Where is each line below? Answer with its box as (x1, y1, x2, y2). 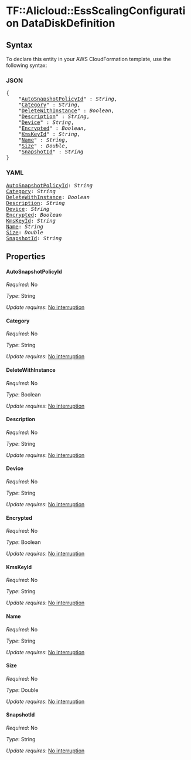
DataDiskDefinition (21, 16, 115, 30)
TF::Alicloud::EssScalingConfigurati (6, 4, 186, 18)
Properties (6, 251, 46, 261)
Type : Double (6, 686, 39, 694)
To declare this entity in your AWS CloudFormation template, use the (6, 56, 171, 62)
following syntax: (6, 62, 47, 69)
